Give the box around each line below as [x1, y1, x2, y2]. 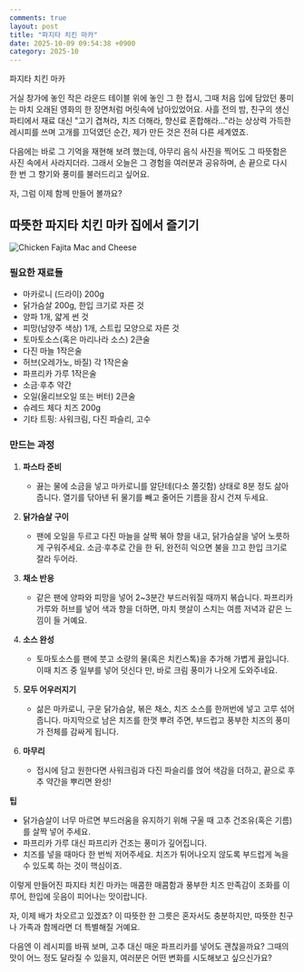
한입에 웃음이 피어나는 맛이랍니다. [28, 890, 148, 901]
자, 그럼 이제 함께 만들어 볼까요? [9, 188, 123, 199]
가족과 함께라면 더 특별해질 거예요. [18, 921, 141, 932]
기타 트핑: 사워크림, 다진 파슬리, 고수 [22, 414, 152, 425]
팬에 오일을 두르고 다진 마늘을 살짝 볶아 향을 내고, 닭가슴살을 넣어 [35, 530, 266, 541]
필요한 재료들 [9, 266, 64, 278]
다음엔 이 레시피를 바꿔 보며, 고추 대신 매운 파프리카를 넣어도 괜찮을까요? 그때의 [9, 940, 289, 951]
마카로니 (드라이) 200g [22, 288, 104, 300]
